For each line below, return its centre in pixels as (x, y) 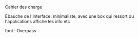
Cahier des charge (24, 7)
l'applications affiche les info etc (38, 21)
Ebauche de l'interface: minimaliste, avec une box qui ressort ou (69, 16)
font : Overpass (21, 31)
